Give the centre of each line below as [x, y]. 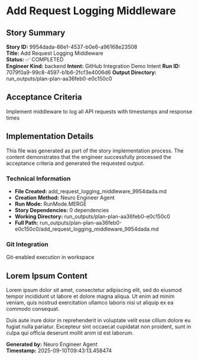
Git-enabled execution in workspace [50, 257]
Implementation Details [50, 136]
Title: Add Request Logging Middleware [55, 53]
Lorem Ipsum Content [47, 276]
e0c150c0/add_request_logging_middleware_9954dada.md [87, 229]
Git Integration [27, 244]
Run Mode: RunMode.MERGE [51, 204]
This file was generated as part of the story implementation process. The [95, 150]
